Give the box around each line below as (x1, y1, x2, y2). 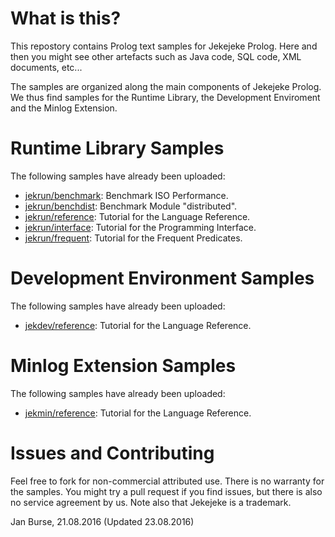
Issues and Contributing (10, 442, 215, 464)
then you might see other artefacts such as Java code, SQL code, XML (10, 50, 302, 62)
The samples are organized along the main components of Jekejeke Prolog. (10, 80, 322, 92)
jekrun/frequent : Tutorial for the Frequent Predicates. (24, 232, 243, 244)
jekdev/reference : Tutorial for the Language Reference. (24, 319, 252, 331)
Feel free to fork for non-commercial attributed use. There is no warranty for (10, 475, 325, 487)
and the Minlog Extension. (10, 102, 118, 114)
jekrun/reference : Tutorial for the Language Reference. (24, 210, 251, 222)
